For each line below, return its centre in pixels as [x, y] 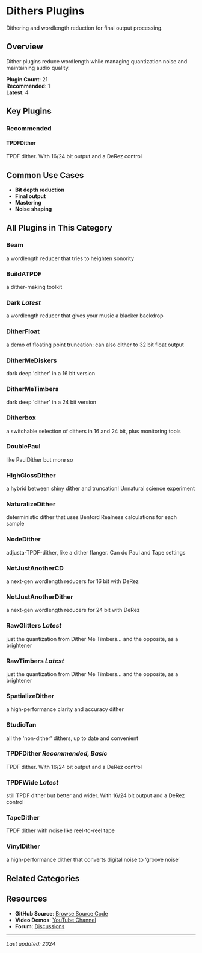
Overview [25, 47]
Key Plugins [29, 111]
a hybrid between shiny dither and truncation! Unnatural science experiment [101, 489]
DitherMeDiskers [32, 360]
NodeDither [23, 540]
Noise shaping [33, 209]
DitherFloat [23, 331]
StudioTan [21, 725]
